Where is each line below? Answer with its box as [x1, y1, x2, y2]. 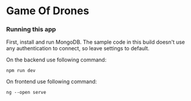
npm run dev [6, 68, 36, 74]
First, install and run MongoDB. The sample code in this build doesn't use [6, 38, 185, 45]
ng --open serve [6, 90, 46, 96]
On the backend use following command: [6, 56, 107, 63]
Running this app [6, 25, 56, 34]
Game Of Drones [6, 4, 90, 18]
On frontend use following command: [6, 78, 97, 85]
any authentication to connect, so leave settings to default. [6, 45, 149, 52]
